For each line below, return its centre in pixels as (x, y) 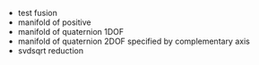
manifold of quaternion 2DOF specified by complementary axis (134, 41)
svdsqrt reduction (51, 51)
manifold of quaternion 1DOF (71, 32)
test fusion (38, 13)
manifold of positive (54, 22)
